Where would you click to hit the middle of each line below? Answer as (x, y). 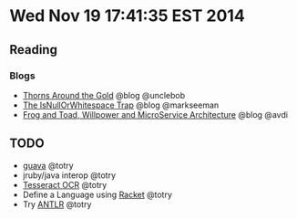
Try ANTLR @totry (57, 204)
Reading (33, 50)
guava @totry (48, 165)
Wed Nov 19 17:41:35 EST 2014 (128, 16)
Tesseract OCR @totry (65, 184)
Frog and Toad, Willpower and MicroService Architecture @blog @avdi (155, 114)
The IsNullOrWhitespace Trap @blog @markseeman (121, 105)
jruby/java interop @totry (69, 175)
